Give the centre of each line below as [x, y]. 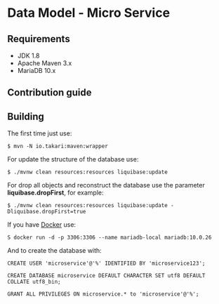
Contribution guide [49, 93]
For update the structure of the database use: [73, 159]
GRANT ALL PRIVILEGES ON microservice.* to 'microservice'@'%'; [103, 294]
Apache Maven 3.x [45, 63]
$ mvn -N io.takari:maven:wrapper [58, 146]
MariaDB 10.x [36, 71]
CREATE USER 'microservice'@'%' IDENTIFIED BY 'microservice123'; [106, 264]
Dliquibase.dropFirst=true [47, 212]
